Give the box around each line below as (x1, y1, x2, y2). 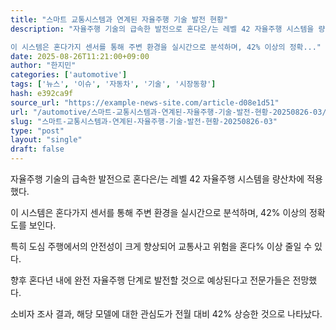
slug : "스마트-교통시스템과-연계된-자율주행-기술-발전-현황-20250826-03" (10, 116, 278, 126)
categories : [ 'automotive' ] (10, 70, 128, 80)
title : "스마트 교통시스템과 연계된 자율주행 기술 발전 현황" (10, 14, 229, 25)
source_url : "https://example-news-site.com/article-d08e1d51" (10, 97, 280, 108)
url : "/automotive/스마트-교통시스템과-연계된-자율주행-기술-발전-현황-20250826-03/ (10, 107, 327, 117)
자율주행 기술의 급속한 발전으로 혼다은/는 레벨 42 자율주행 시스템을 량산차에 (10, 173, 305, 185)
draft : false (10, 144, 65, 155)
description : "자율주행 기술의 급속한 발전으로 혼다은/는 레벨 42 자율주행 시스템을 (10, 24, 315, 34)
